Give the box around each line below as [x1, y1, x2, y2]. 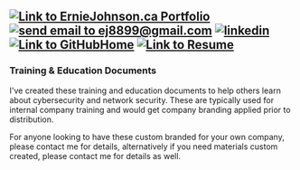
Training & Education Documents [9, 64, 157, 77]
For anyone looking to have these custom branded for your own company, [9, 131, 285, 142]
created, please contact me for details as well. [9, 150, 182, 161]
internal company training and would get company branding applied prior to [9, 104, 291, 115]
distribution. [9, 114, 54, 125]
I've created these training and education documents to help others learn [9, 85, 282, 96]
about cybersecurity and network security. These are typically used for [9, 94, 274, 105]
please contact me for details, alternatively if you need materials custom [9, 141, 278, 152]
